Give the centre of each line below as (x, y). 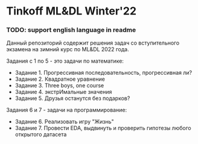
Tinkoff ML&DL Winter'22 (72, 11)
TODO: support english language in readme (71, 30)
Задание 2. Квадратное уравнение (60, 79)
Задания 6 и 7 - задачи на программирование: (67, 110)
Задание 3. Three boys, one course (59, 86)
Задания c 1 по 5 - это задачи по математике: (65, 61)
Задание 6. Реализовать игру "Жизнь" (64, 122)
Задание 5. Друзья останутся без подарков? (72, 98)
